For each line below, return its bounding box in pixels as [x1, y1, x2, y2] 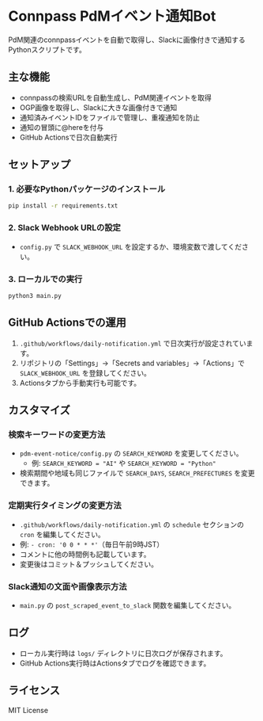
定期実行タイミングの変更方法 [8, 500, 122, 511]
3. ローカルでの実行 [8, 273, 83, 284]
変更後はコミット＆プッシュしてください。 [19, 559, 158, 569]
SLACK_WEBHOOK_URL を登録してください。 [19, 368, 152, 377]
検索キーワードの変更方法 [8, 429, 106, 440]
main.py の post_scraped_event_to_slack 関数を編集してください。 [19, 600, 236, 610]
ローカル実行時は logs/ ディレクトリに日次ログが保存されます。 [19, 648, 227, 658]
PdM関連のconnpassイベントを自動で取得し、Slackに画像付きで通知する [8, 35, 246, 44]
